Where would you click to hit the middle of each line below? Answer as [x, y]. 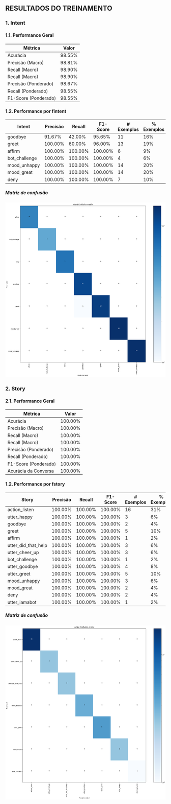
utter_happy [20, 517]
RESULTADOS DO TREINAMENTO [59, 8]
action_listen [21, 510]
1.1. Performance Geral [30, 35]
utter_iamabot [22, 602]
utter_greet [19, 573]
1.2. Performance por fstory [35, 484]
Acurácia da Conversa [31, 471]
